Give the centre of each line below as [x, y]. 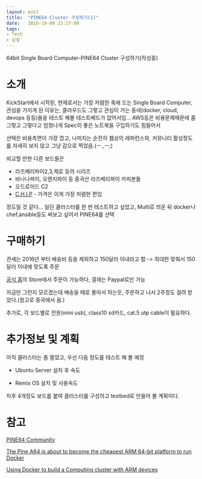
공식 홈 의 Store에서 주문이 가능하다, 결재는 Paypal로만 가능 [76, 279]
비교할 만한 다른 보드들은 [35, 158]
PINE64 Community [31, 440]
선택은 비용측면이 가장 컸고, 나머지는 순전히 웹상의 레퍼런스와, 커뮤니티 [89, 138]
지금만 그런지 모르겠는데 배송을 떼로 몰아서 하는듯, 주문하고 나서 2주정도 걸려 [96, 292]
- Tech [14, 34]
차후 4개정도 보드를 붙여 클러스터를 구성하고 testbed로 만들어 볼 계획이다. [93, 396]
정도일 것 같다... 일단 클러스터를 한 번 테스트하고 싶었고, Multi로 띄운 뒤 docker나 [101, 207]
